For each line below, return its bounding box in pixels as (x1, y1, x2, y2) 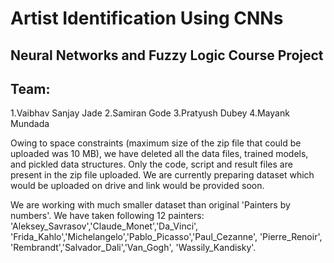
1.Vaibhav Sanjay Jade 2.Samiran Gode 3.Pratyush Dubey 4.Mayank (10, 107, 290, 119)
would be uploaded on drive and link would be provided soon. (10, 180, 265, 192)
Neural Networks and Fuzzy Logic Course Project (10, 47, 324, 64)
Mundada (10, 118, 50, 130)
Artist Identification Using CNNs (10, 7, 284, 30)
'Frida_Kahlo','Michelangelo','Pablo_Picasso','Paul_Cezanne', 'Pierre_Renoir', (10, 231, 323, 243)
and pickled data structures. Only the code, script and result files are (10, 158, 293, 171)
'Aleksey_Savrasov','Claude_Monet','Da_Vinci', (10, 220, 199, 232)
